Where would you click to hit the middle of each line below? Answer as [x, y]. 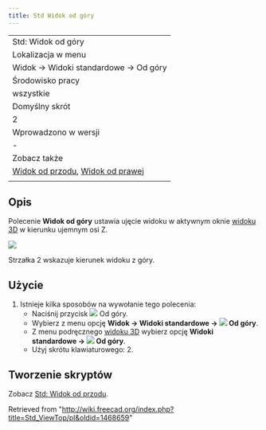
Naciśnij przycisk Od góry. [80, 314]
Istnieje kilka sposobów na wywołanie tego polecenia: [108, 304]
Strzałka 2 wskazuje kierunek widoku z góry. [82, 260]
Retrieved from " [35, 409]
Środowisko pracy [46, 80]
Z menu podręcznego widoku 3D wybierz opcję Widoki [122, 332]
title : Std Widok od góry [51, 16]
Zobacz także [38, 158]
